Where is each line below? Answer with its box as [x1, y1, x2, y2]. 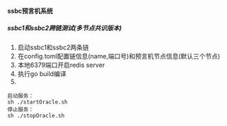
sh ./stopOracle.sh [7, 112, 65, 119]
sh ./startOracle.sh [7, 99, 69, 106]
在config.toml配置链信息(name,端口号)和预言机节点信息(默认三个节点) [17, 51, 221, 60]
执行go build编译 [17, 69, 66, 77]
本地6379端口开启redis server [17, 61, 105, 69]
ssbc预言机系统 [7, 6, 53, 15]
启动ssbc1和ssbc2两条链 [17, 43, 90, 51]
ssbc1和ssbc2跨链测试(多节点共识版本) [7, 24, 122, 32]
